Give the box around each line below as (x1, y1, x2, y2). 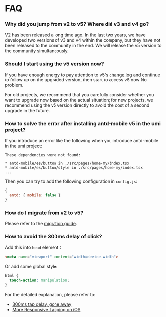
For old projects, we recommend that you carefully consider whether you (5, 91, 154, 97)
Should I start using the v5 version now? (5, 60, 104, 67)
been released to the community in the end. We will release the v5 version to (5, 43, 162, 49)
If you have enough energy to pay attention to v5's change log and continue (5, 72, 160, 78)
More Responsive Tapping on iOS (12, 306, 81, 312)
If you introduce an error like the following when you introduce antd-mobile (5, 138, 159, 144)
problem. (5, 82, 24, 88)
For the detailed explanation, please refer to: (5, 291, 96, 297)
